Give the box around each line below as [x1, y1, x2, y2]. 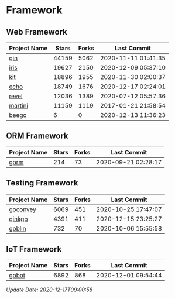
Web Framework [6, 27, 67, 37]
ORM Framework [6, 131, 68, 141]
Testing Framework [6, 178, 78, 188]
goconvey [9, 205, 37, 214]
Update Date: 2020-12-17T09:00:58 [6, 286, 93, 293]
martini [9, 102, 28, 109]
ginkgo [9, 215, 28, 223]
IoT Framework [6, 244, 62, 255]
